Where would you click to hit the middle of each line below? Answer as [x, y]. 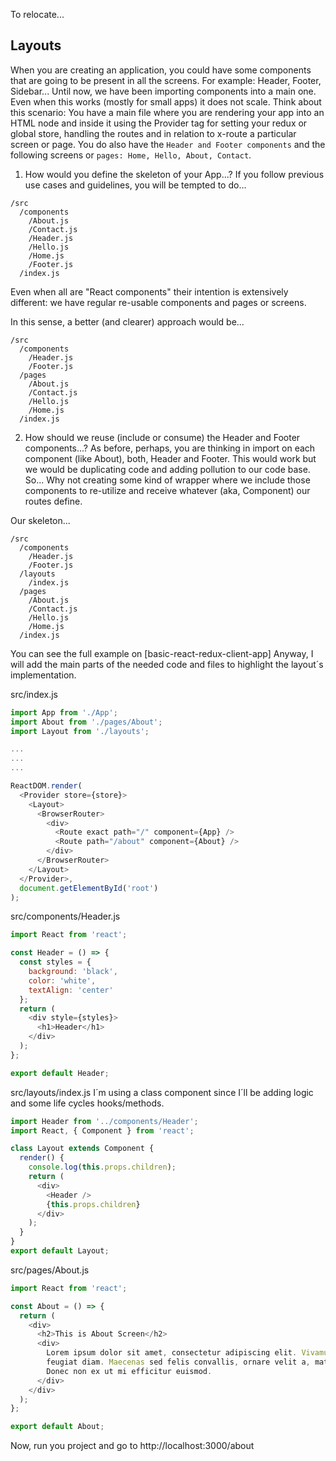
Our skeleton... [40, 520]
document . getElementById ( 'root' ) [89, 888]
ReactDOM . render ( [46, 786]
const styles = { [55, 962]
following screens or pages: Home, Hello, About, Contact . [131, 155]
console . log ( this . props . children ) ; [102, 1167]
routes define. [53, 501]
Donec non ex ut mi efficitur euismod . [129, 1371]
